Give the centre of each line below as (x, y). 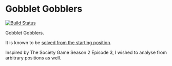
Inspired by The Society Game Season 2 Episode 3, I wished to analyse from (86, 52)
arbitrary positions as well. (33, 58)
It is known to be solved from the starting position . (59, 42)
